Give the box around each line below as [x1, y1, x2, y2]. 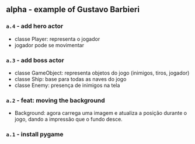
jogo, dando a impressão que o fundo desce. [14, 116, 123, 123]
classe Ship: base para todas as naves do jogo [14, 75, 127, 82]
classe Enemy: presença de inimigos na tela [14, 82, 120, 89]
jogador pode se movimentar [14, 41, 85, 48]
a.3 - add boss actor [6, 56, 64, 64]
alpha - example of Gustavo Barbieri [6, 5, 140, 15]
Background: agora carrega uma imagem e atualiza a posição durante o [14, 110, 187, 117]
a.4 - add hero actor [6, 22, 64, 30]
